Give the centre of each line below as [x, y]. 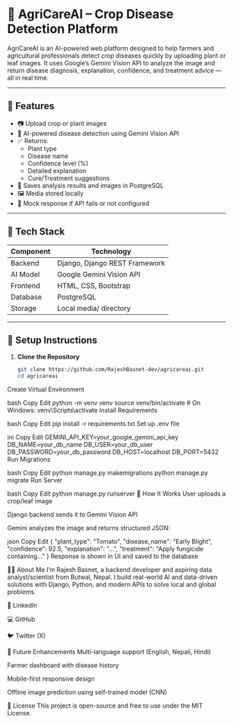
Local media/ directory [94, 308]
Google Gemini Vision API [99, 274]
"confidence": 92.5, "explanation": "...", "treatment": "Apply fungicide [105, 549]
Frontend [25, 286]
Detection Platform [63, 29]
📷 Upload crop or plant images [62, 123]
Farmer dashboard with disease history [63, 665]
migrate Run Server [35, 480]
